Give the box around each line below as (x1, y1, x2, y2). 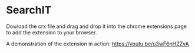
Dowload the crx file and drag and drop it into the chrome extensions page (6, 23, 187, 30)
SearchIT (6, 3, 52, 17)
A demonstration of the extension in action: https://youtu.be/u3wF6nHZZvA (6, 40, 190, 47)
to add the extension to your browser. (6, 29, 97, 36)
